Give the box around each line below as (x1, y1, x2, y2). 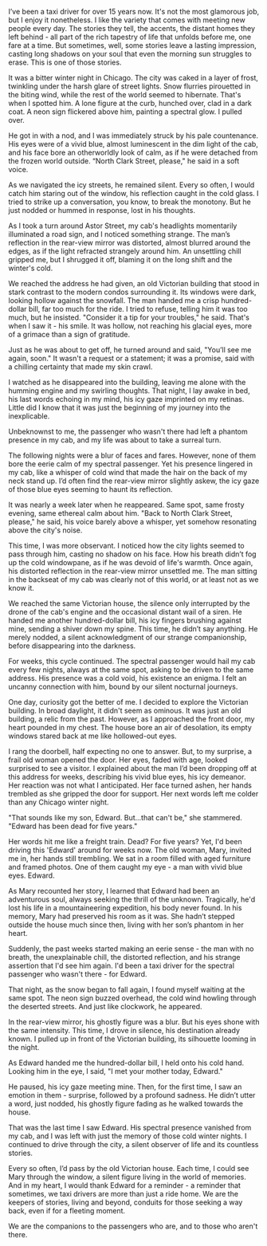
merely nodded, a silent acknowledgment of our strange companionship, (8, 633, 247, 642)
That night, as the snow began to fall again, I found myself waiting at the (8, 985, 245, 994)
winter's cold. (8, 263, 53, 273)
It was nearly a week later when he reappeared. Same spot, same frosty (8, 500, 245, 509)
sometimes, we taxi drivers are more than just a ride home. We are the (8, 1189, 239, 1198)
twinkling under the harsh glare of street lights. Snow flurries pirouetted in (8, 81, 251, 91)
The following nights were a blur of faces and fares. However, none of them (8, 450, 257, 460)
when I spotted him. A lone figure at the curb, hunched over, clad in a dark (8, 99, 253, 108)
